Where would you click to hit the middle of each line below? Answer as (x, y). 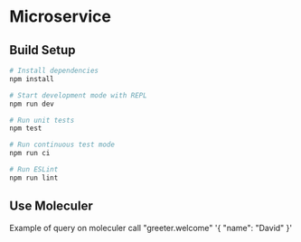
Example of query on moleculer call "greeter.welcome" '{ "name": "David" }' (150, 228)
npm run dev (32, 104)
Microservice (60, 17)
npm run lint (34, 178)
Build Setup (42, 50)
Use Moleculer (51, 206)
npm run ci (30, 154)
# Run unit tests (42, 120)
